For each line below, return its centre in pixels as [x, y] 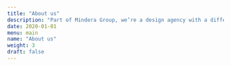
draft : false [26, 52]
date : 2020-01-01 [32, 26]
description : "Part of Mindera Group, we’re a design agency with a [107, 20]
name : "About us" [32, 39]
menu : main [23, 33]
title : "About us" [33, 13]
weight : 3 [21, 45]
